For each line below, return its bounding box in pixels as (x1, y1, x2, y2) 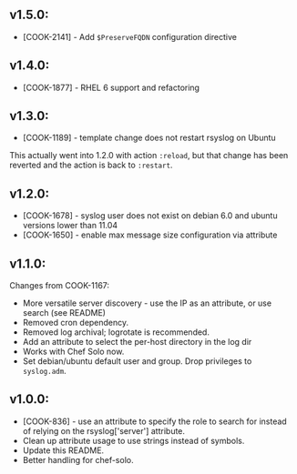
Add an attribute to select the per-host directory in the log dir (22, 337, 252, 348)
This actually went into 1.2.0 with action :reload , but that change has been (9, 150, 289, 161)
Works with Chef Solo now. (22, 346, 125, 358)
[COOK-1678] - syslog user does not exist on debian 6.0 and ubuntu (22, 210, 278, 221)
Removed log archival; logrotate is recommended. (22, 327, 210, 338)
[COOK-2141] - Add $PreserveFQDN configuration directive (22, 31, 237, 42)
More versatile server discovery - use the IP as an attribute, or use (22, 298, 271, 308)
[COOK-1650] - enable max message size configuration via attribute (22, 229, 278, 240)
